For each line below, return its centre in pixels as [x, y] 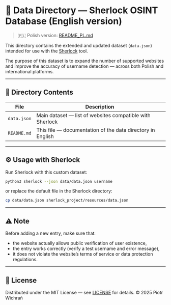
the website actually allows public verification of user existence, [80, 243]
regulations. [25, 260]
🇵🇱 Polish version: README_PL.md [55, 35]
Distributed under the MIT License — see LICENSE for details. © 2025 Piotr [84, 292]
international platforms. [30, 71]
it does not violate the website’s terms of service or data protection [83, 254]
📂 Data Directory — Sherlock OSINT [82, 10]
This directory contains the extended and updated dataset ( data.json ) [79, 45]
